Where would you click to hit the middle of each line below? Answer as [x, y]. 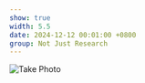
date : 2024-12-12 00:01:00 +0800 [73, 35]
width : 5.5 [30, 26]
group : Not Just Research [58, 43]
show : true [30, 18]
